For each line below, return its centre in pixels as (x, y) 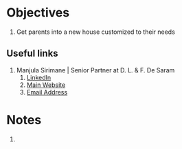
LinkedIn (39, 77)
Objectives (38, 13)
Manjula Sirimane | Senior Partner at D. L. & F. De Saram (95, 70)
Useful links (33, 53)
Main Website (46, 85)
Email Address (47, 92)
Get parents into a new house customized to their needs (96, 32)
